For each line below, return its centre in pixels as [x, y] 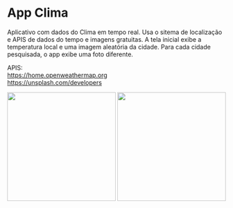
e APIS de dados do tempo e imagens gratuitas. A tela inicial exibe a [104, 39]
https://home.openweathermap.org [57, 75]
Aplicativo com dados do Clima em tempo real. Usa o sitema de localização [115, 32]
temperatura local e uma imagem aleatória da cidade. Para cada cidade [109, 47]
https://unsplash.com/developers [55, 82]
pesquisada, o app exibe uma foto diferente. [70, 54]
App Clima [38, 13]
